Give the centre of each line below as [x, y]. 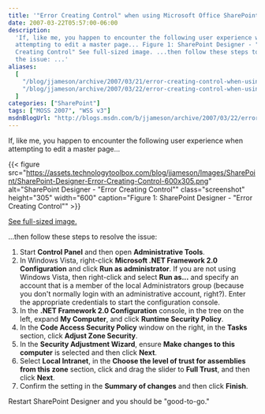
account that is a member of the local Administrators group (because [132, 285]
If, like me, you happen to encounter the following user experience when [126, 140]
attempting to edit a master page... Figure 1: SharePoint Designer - [134, 45]
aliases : [22, 67]
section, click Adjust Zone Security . [78, 335]
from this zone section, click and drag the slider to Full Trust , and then [135, 369]
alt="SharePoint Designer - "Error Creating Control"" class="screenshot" [127, 189]
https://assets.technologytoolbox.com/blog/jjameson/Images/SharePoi [141, 172]
